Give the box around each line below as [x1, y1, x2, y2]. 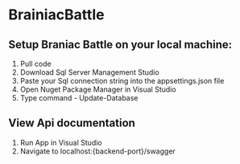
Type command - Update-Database [19, 93, 139, 102]
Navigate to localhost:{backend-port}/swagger [19, 146, 176, 156]
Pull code [19, 59, 52, 68]
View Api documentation [8, 117, 135, 130]
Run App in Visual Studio [19, 137, 102, 147]
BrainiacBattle [8, 6, 105, 24]
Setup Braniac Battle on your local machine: [8, 38, 233, 51]
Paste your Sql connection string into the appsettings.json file [19, 76, 225, 85]
